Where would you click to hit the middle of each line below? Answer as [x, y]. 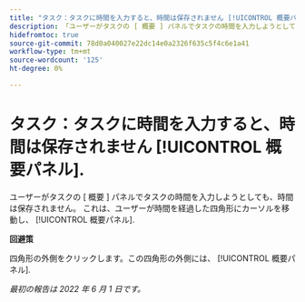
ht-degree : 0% [36, 69]
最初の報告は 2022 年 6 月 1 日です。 [78, 288]
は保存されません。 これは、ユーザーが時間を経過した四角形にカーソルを [146, 208]
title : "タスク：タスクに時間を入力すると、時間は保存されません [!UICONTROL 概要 [150, 18]
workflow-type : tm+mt [50, 52]
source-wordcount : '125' [56, 60]
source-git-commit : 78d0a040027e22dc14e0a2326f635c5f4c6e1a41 [129, 43]
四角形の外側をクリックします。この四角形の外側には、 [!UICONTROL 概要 [148, 258]
